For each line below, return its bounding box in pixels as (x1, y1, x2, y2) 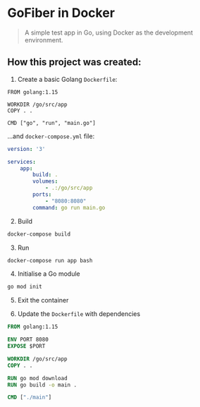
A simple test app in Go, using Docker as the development (24, 28, 194, 37)
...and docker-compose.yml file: (7, 132, 95, 140)
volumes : (32, 178, 58, 185)
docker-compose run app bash (7, 257, 93, 264)
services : (7, 158, 37, 165)
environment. (24, 35, 63, 44)
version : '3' (7, 145, 46, 152)
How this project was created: (7, 56, 142, 68)
